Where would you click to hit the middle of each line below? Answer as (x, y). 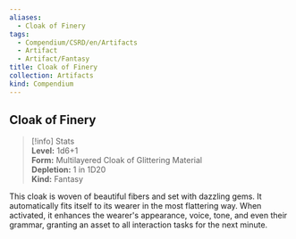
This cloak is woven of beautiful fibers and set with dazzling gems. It (135, 196)
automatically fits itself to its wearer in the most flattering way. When (135, 206)
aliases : (25, 17)
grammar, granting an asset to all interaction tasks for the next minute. (139, 225)
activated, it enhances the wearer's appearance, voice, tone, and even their (148, 216)
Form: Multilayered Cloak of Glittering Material (117, 161)
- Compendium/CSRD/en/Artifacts (78, 42)
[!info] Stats (53, 141)
